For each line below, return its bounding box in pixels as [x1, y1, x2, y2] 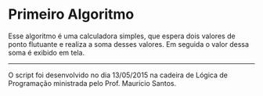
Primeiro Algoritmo [8, 5, 135, 23]
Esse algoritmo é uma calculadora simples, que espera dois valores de [8, 31, 236, 41]
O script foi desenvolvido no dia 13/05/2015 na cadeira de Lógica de [8, 70, 229, 80]
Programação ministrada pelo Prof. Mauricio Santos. [8, 78, 177, 87]
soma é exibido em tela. [8, 48, 85, 57]
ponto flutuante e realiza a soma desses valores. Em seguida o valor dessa [8, 39, 249, 48]
